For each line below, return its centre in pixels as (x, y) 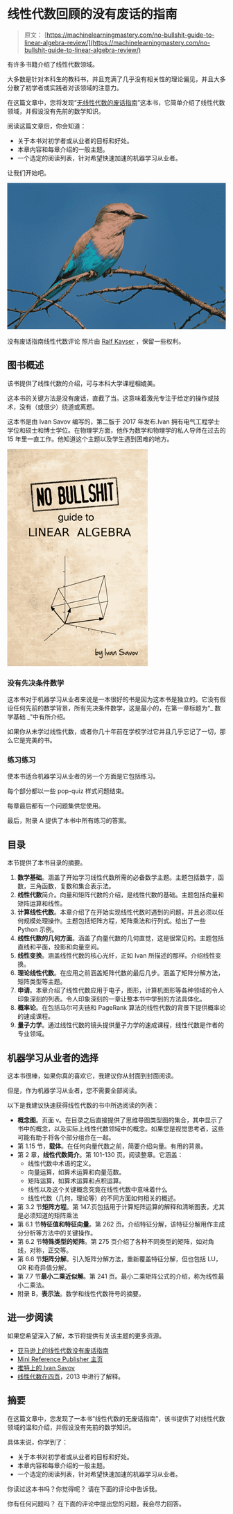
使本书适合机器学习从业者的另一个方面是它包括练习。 (83, 776)
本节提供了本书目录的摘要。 (47, 863)
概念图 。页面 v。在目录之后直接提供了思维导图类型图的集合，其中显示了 (120, 1120)
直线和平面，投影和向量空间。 (60, 947)
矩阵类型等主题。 (42, 982)
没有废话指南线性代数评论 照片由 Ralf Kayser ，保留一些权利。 (96, 341)
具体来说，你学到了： (37, 1442)
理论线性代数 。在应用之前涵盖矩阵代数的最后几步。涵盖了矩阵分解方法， (120, 973)
